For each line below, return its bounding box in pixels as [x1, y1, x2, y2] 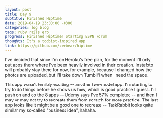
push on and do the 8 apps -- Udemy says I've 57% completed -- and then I [5, 92, 157, 98]
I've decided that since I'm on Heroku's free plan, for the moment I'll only [5, 56, 151, 62]
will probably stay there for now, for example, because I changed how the [5, 67, 152, 73]
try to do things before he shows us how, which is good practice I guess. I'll [5, 86, 156, 92]
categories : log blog [5, 25, 49, 30]
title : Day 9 [5, 12, 32, 17]
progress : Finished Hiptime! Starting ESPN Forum [5, 34, 108, 39]
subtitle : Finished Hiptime [5, 16, 62, 21]
